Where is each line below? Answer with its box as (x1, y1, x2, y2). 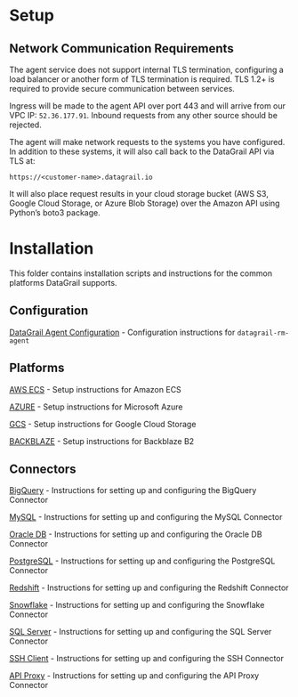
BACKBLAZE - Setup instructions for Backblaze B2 (9, 435, 195, 446)
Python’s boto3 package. (9, 207, 101, 218)
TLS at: (9, 156, 36, 166)
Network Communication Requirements (9, 41, 234, 56)
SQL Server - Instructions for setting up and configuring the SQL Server (9, 627, 272, 637)
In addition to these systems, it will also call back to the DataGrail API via (9, 146, 275, 157)
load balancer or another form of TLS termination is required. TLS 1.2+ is (9, 74, 275, 85)
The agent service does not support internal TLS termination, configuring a (9, 64, 285, 75)
